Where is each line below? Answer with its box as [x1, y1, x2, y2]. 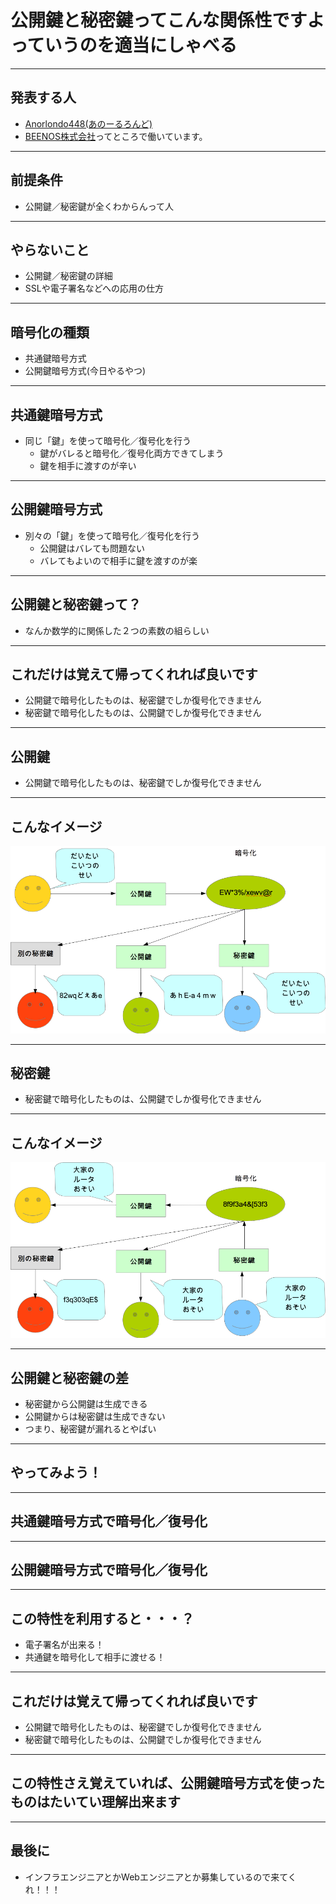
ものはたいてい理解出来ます [10, 1794, 181, 1811]
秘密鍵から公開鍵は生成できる [24, 1398, 148, 1410]
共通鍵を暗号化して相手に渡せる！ [24, 1651, 166, 1663]
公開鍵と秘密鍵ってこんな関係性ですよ [10, 9, 325, 32]
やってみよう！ [10, 1464, 102, 1481]
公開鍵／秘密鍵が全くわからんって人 [24, 200, 175, 212]
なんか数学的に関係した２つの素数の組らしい [24, 624, 210, 636]
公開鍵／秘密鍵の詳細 [24, 270, 113, 282]
